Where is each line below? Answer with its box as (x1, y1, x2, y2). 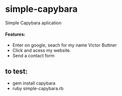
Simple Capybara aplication (5, 20, 62, 26)
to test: (5, 67, 28, 75)
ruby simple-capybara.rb (12, 85, 64, 91)
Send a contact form (12, 53, 55, 59)
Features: (5, 31, 26, 37)
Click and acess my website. (12, 48, 71, 53)
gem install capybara (12, 80, 56, 86)
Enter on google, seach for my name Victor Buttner (12, 42, 117, 48)
